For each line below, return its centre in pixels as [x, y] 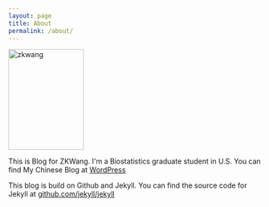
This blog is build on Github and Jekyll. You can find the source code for [128, 185]
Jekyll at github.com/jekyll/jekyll [61, 194]
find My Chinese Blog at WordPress [67, 170]
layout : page [30, 16]
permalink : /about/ [41, 31]
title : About [30, 23]
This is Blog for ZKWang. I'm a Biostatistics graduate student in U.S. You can [134, 161]
